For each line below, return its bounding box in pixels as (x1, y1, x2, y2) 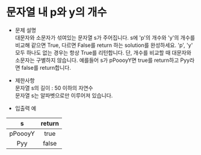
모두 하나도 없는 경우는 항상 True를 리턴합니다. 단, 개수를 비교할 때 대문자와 (14, 49, 191, 56)
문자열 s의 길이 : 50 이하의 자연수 (14, 84, 93, 91)
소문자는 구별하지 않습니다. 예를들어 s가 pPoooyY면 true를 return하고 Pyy (14, 56, 190, 64)
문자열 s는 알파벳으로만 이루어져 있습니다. (14, 91, 113, 99)
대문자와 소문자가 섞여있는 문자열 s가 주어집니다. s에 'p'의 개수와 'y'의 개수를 (14, 34, 196, 41)
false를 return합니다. (21, 64, 71, 71)
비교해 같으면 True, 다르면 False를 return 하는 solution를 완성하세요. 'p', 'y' (14, 41, 193, 49)
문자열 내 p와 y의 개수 (6, 5, 107, 19)
